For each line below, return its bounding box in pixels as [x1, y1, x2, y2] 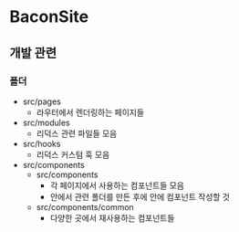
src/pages [22, 96, 61, 107]
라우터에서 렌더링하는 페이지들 [36, 107, 144, 118]
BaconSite [9, 6, 89, 27]
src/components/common [36, 201, 134, 212]
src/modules [22, 117, 70, 128]
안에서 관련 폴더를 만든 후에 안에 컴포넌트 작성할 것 [49, 191, 231, 202]
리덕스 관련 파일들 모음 [36, 128, 118, 139]
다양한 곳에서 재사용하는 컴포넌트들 [49, 212, 175, 223]
